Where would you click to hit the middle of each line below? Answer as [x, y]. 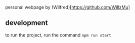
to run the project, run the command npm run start [58, 35]
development [27, 23]
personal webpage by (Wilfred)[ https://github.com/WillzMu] [68, 7]
